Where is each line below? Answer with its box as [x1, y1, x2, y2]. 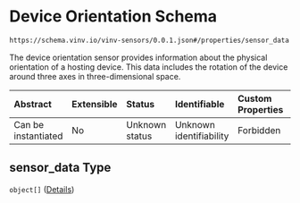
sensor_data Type [9, 160, 112, 175]
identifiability [174, 130, 229, 142]
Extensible [71, 97, 118, 110]
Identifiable [174, 97, 225, 110]
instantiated [13, 130, 63, 142]
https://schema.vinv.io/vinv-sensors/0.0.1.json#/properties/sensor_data [9, 36, 290, 45]
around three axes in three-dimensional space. [9, 71, 181, 81]
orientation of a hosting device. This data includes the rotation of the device [9, 61, 288, 72]
